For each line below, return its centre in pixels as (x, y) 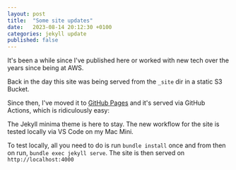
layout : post (26, 14)
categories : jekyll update (47, 34)
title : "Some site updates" (50, 21)
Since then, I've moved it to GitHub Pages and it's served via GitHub (106, 103)
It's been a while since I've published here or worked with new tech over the (118, 60)
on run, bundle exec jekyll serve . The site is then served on (96, 153)
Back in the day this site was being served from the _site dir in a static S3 (115, 81)
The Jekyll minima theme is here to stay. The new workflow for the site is (113, 124)
